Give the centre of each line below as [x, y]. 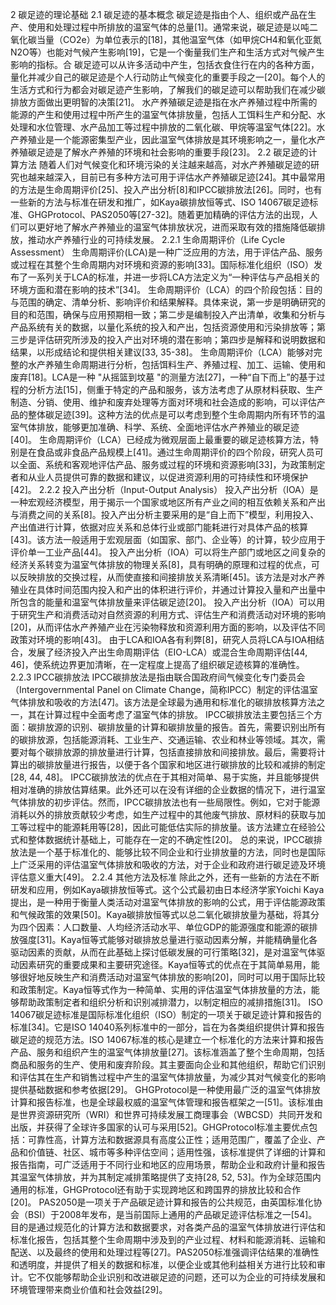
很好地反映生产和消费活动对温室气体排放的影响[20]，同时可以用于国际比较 [172, 977]
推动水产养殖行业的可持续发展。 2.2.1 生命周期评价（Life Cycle [156, 239]
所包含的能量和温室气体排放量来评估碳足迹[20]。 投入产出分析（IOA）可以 [163, 602]
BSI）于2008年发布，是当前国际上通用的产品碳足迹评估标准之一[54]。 [172, 1214]
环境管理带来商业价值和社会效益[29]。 [89, 1289]
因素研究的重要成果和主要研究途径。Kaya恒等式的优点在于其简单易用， [165, 964]
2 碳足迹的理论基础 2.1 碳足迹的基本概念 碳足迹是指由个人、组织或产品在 [159, 14]
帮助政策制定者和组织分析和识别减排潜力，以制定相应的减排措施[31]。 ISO [170, 1002]
